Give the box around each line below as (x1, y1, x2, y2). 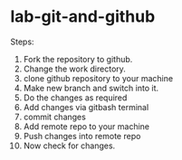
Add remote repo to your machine (23, 120, 150, 132)
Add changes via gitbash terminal (23, 101, 149, 112)
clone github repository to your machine (23, 72, 174, 83)
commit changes (23, 111, 87, 122)
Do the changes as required (23, 92, 128, 103)
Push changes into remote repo (23, 130, 141, 141)
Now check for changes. (23, 140, 116, 151)
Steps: (10, 36, 34, 47)
